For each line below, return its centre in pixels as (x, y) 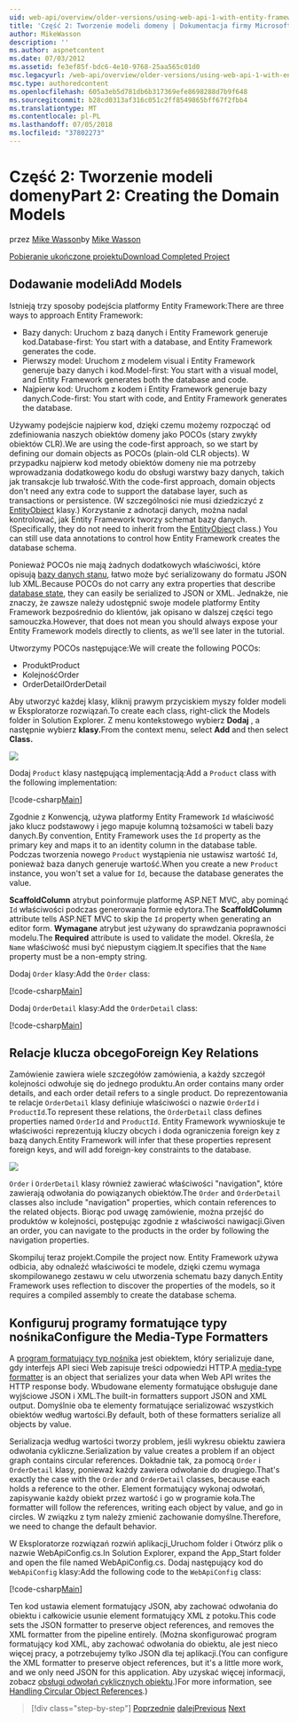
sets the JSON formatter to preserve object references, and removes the (142, 1625)
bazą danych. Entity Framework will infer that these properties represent (140, 1141)
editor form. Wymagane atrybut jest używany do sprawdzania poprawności (148, 928)
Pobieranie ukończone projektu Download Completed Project (120, 256)
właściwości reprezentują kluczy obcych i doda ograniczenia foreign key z (145, 1131)
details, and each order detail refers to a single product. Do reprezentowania (149, 1094)
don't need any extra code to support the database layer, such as (129, 491)
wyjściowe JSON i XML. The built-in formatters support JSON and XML (138, 1396)
